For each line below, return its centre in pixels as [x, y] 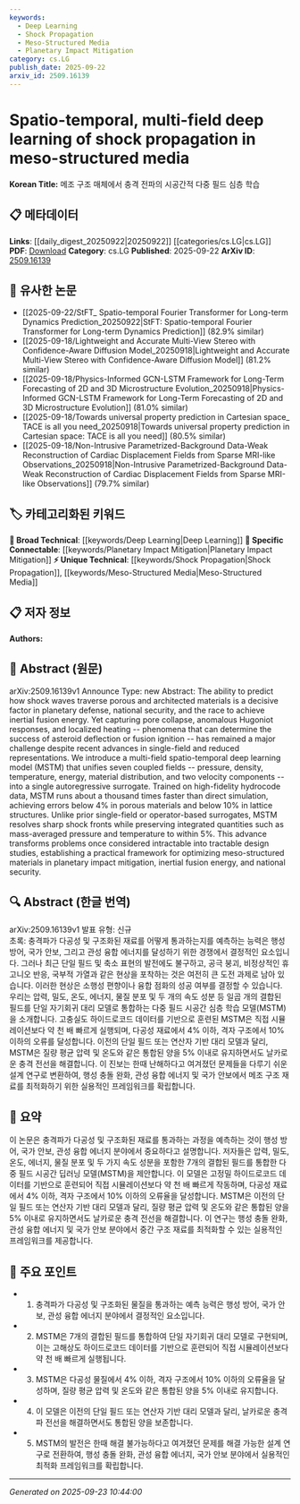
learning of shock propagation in [133, 139]
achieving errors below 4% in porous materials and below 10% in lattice [141, 805]
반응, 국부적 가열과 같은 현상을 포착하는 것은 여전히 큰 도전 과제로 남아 [154, 974]
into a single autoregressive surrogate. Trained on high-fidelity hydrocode [145, 786]
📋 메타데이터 [44, 215]
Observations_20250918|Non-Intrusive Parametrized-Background [143, 465]
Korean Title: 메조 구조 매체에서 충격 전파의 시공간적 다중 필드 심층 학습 [135, 184]
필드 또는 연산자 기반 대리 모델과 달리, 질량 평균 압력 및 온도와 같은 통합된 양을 [154, 1207]
